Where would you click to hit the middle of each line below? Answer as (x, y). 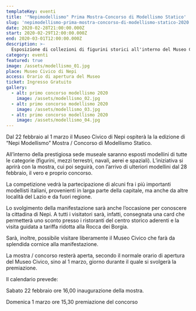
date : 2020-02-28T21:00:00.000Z (45, 28)
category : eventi (27, 55)
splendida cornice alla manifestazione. (52, 244)
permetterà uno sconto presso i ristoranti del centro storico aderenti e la (93, 220)
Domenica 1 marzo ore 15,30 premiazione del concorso (72, 302)
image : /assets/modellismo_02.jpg (58, 98)
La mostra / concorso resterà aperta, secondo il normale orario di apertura (95, 255)
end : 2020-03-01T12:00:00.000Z (44, 39)
